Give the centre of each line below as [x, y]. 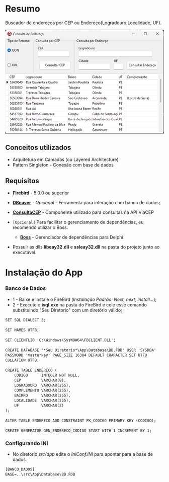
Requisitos [22, 181]
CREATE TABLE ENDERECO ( [31, 370]
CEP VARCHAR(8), [40, 380]
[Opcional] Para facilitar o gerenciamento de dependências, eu [78, 222]
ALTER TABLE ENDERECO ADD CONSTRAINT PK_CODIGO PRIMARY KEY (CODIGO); [81, 421]
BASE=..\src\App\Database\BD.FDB [40, 474]
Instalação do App [44, 273]
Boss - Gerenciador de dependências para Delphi [71, 237]
